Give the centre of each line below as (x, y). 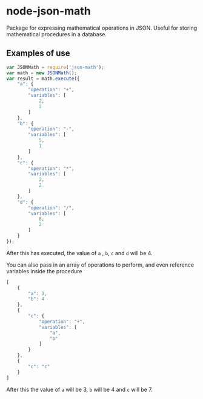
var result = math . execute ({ (43, 79)
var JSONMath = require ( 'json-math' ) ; (55, 67)
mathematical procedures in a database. (57, 34)
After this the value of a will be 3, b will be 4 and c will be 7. (79, 389)
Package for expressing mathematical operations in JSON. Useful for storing (102, 28)
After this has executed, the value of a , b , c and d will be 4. (79, 253)
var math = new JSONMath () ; (42, 73)
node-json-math (48, 11)
